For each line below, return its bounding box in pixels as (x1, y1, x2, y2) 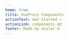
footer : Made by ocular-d (5, 26, 59, 31)
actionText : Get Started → (5, 17, 62, 22)
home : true (5, 7, 28, 13)
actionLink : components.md (5, 21, 62, 27)
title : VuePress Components (5, 12, 64, 17)
